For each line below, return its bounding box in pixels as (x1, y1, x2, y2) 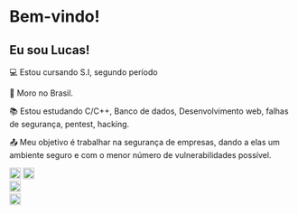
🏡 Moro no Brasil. (9, 88, 74, 98)
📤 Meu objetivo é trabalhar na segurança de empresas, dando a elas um (9, 137, 280, 147)
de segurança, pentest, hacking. (9, 119, 130, 129)
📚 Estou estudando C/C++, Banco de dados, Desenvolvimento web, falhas (9, 106, 289, 116)
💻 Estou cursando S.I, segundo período (9, 67, 158, 78)
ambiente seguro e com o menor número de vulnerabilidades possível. (9, 150, 272, 160)
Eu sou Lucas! (9, 42, 90, 58)
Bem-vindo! (9, 6, 100, 27)
